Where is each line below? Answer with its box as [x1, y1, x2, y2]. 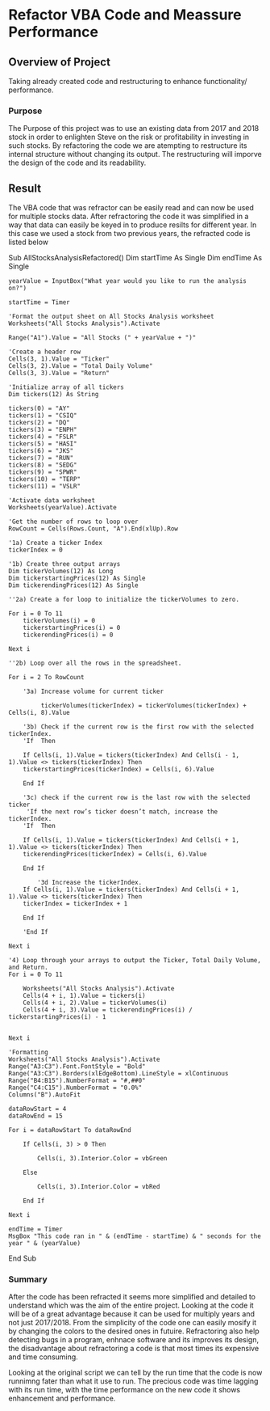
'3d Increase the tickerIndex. [37, 879, 143, 887]
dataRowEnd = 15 [8, 1112, 63, 1121]
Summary [8, 1274, 48, 1285]
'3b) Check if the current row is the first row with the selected [23, 723, 254, 731]
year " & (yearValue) [8, 1240, 81, 1248]
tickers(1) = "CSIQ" [8, 412, 78, 420]
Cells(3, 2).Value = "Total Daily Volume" [8, 362, 153, 370]
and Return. [8, 964, 48, 972]
